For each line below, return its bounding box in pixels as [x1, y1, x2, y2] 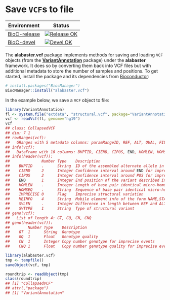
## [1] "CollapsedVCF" [5, 281, 53, 286]
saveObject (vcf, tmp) [5, 262, 51, 268]
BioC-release [8, 30, 40, 38]
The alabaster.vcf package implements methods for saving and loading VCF [5, 52, 163, 58]
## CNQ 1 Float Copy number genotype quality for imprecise [5, 244, 157, 249]
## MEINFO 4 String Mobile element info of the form [5, 196, 146, 202]
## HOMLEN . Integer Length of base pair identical [5, 182, 142, 187]
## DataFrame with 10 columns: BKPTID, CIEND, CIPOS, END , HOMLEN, [5, 149, 155, 154]
